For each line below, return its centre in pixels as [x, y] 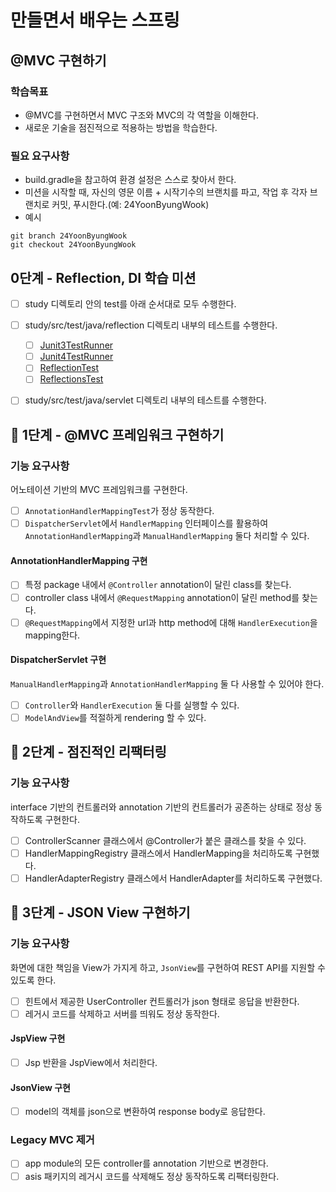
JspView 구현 [38, 1038]
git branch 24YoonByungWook [69, 236]
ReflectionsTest [71, 379]
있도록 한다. [33, 980]
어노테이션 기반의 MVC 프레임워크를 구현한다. [99, 490]
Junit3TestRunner [76, 345]
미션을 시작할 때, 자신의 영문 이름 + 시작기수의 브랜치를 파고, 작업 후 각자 [166, 192]
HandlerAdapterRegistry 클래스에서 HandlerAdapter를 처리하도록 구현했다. [173, 878]
